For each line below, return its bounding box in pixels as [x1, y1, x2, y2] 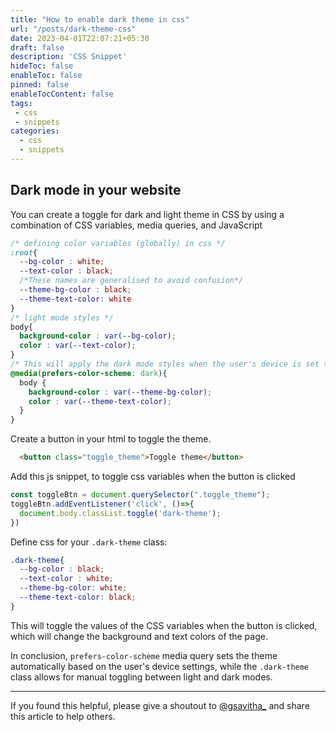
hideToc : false [10, 61, 74, 71]
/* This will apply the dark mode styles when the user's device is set [10, 359, 320, 370]
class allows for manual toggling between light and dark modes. [10, 671, 273, 683]
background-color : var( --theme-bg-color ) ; [28, 387, 213, 397]
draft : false [10, 42, 65, 53]
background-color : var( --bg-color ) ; [19, 331, 177, 341]
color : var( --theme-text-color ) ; [28, 396, 172, 406]
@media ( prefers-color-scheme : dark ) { [10, 368, 168, 378]
